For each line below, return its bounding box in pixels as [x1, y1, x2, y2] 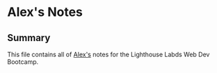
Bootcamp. [7, 58, 39, 66]
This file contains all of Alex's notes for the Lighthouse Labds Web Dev [7, 50, 210, 58]
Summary [7, 32, 51, 44]
